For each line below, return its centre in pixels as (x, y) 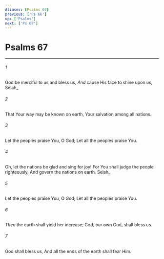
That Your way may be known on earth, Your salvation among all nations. (78, 114)
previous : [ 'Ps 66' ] (26, 14)
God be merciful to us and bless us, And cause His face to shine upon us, (79, 82)
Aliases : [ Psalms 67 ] (27, 10)
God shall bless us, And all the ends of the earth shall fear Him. (68, 251)
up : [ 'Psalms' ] (20, 19)
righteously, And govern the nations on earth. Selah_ (58, 172)
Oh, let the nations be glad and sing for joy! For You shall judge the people (79, 167)
